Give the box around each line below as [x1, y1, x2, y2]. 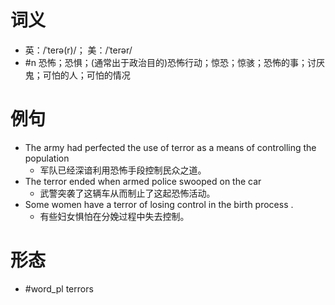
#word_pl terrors [24, 282, 94, 295]
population [24, 152, 70, 164]
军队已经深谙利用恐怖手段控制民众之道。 [39, 164, 207, 176]
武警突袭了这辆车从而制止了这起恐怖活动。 [39, 187, 216, 199]
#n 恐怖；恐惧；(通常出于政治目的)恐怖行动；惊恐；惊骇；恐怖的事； [24, 56, 308, 68]
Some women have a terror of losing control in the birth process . [24, 198, 294, 210]
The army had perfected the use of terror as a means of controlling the [24, 141, 317, 153]
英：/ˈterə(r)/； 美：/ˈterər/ [24, 44, 133, 56]
